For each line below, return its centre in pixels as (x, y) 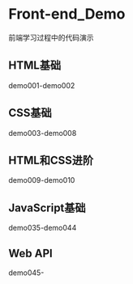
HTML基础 (35, 66)
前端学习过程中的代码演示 (51, 37)
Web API (30, 253)
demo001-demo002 (42, 85)
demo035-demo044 (43, 228)
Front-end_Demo (67, 14)
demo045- (26, 273)
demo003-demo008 (43, 133)
